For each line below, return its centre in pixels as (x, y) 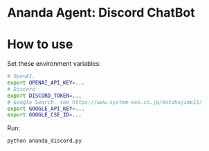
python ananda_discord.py (44, 141)
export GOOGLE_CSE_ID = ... (44, 115)
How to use (40, 45)
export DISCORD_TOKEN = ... (44, 96)
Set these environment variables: (54, 64)
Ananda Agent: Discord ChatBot (101, 13)
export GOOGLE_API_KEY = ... (46, 109)
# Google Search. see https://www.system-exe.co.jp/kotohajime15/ (105, 102)
